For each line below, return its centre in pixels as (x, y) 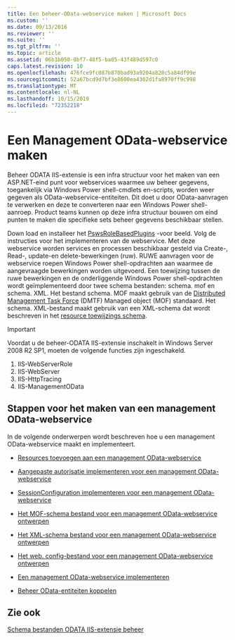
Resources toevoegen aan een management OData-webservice (109, 458)
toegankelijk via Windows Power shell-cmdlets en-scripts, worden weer (111, 189)
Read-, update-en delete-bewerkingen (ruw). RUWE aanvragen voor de (110, 256)
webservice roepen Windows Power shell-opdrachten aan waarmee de (110, 263)
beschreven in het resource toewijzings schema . (77, 315)
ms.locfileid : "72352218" (45, 106)
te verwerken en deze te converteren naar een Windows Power (99, 204)
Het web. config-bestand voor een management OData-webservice (115, 556)
